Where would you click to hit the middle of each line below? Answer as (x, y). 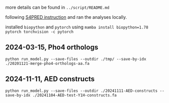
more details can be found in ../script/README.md (57, 7)
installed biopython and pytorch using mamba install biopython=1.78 (77, 27)
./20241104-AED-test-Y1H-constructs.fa (74, 95)
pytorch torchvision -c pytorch (39, 32)
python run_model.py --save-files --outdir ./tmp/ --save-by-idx (76, 59)
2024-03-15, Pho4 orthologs (52, 47)
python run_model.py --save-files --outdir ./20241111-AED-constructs (81, 91)
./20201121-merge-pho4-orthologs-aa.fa (47, 63)
